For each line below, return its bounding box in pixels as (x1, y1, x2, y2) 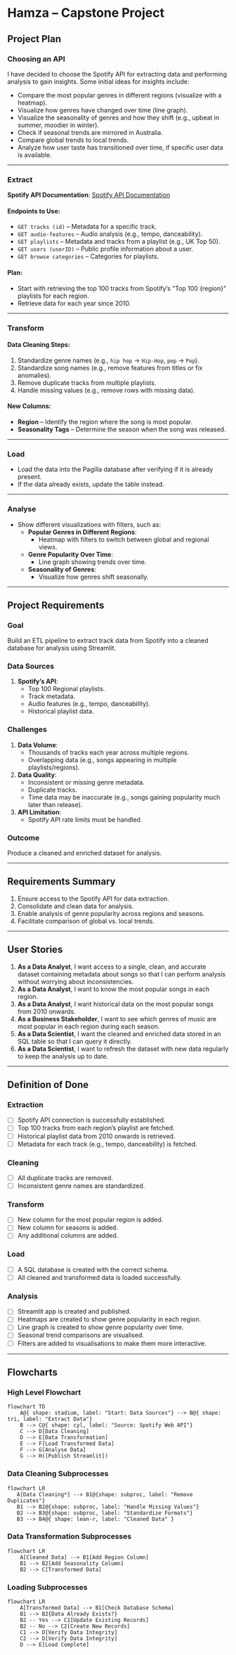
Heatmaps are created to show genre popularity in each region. (17, 1315, 202, 1323)
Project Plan (7, 33, 62, 45)
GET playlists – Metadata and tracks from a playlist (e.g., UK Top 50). (17, 237, 221, 246)
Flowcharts (7, 1366, 58, 1378)
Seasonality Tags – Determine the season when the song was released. (17, 425, 226, 433)
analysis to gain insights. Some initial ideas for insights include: (7, 77, 190, 86)
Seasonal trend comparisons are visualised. (17, 1331, 144, 1340)
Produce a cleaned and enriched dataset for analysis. (7, 849, 162, 858)
